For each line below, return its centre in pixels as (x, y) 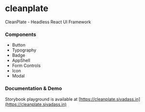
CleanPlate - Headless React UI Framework (48, 22)
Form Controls (26, 65)
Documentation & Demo (33, 89)
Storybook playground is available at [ (43, 99)
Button (19, 45)
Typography (24, 50)
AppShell (21, 61)
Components (21, 34)
